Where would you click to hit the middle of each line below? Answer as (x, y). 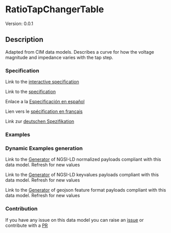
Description (24, 40)
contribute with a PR (27, 225)
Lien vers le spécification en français (44, 111)
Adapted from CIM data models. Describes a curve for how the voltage (80, 52)
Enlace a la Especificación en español (45, 102)
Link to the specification (31, 92)
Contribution (21, 209)
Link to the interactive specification (42, 82)
